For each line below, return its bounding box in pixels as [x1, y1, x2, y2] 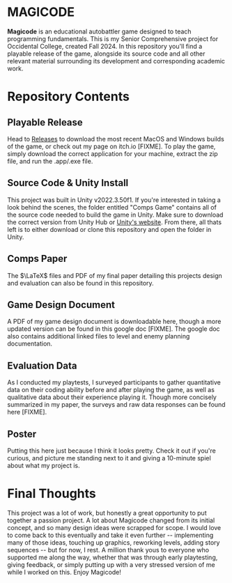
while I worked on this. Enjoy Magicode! [7, 568, 122, 576]
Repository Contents [7, 88, 130, 104]
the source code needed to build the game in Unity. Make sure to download [7, 210, 224, 219]
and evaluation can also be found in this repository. [7, 279, 155, 287]
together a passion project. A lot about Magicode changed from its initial [7, 516, 215, 524]
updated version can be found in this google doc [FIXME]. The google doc [7, 325, 221, 333]
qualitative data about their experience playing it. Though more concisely [7, 393, 217, 401]
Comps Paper [7, 253, 68, 265]
